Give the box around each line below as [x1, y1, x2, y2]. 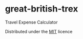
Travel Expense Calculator [5, 19, 58, 25]
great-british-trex [5, 3, 78, 14]
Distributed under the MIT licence [5, 28, 73, 34]
